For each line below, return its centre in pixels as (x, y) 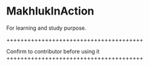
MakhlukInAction (50, 11)
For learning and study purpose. (46, 28)
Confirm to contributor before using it (53, 51)
